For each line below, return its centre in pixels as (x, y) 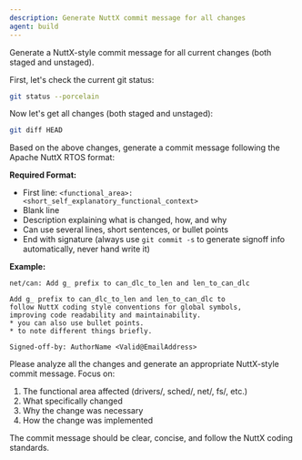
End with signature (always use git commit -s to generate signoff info (153, 240)
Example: (28, 267)
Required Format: (43, 175)
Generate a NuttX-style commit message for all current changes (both (141, 52)
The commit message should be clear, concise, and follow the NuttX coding (151, 438)
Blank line (41, 210)
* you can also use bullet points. (77, 323)
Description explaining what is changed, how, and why (125, 220)
